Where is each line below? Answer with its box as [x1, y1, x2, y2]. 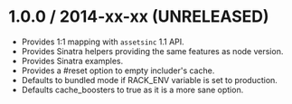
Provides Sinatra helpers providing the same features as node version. [21, 45, 284, 56]
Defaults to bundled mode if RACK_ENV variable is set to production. [21, 74, 278, 85]
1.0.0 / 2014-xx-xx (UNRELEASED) [8, 6, 269, 27]
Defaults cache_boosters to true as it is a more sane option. [21, 84, 244, 95]
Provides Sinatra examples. [21, 55, 124, 66]
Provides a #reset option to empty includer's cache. [21, 65, 215, 76]
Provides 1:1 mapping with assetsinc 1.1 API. [21, 36, 184, 47]
